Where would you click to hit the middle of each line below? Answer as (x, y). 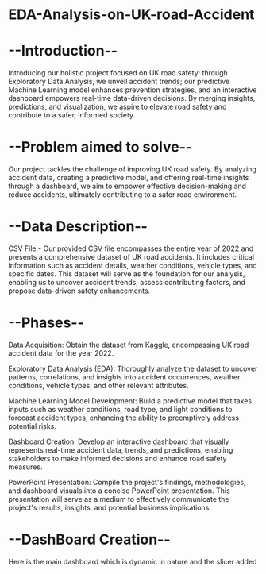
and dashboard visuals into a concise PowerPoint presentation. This (119, 491)
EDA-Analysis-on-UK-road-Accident (131, 15)
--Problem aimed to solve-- (100, 147)
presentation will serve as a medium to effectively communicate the (119, 499)
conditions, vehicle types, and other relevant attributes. (98, 385)
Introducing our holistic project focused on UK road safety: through (118, 73)
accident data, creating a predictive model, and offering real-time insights (129, 178)
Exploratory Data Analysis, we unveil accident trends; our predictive (119, 82)
